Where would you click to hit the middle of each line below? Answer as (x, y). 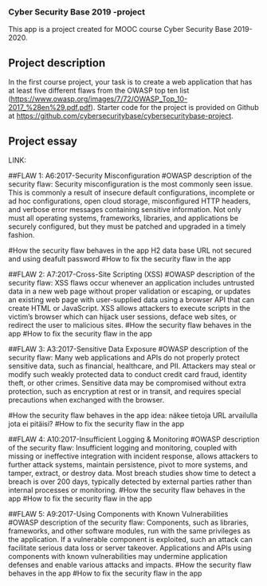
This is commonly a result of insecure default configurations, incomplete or (132, 192)
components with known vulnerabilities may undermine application (118, 556)
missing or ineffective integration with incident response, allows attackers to (133, 456)
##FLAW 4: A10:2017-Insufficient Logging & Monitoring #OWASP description (134, 439)
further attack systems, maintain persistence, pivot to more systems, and (128, 464)
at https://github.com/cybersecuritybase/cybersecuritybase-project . (121, 116)
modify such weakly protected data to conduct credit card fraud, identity (128, 374)
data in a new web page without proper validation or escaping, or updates (130, 291)
